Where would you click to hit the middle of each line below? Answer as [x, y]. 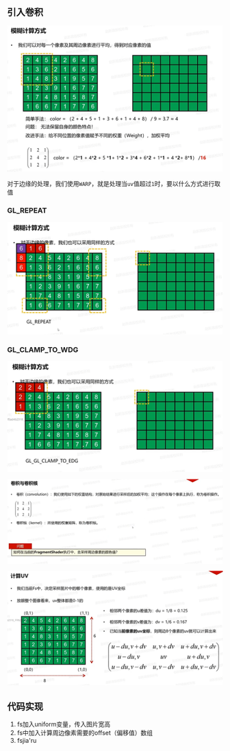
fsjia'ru [27, 741]
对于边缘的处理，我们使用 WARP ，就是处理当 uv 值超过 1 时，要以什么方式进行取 [114, 184]
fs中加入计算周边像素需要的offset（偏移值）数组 [85, 733]
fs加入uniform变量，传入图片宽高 [64, 724]
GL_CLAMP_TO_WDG [43, 350]
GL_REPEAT [27, 211]
